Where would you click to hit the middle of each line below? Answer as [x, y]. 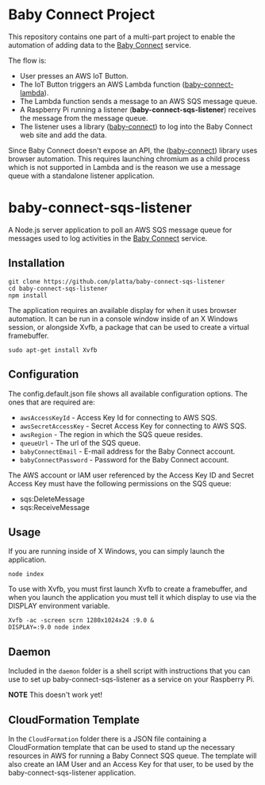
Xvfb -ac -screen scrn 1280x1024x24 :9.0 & [81, 621]
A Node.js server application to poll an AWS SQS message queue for [120, 230]
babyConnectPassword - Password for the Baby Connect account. [124, 459]
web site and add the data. [63, 135]
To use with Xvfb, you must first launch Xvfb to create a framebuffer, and [128, 589]
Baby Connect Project [82, 15]
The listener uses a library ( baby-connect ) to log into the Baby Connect [136, 126]
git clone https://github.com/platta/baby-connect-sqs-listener [117, 281]
